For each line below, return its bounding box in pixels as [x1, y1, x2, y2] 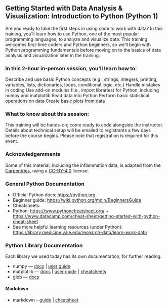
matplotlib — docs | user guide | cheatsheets [12, 269, 106, 275]
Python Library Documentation [5, 242, 83, 249]
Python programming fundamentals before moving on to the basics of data [5, 47, 161, 53]
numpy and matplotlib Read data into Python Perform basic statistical [5, 93, 150, 99]
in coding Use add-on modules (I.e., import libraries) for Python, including [5, 87, 159, 93]
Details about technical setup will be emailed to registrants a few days [5, 127, 151, 134]
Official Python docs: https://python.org [12, 192, 96, 198]
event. [5, 138, 19, 144]
